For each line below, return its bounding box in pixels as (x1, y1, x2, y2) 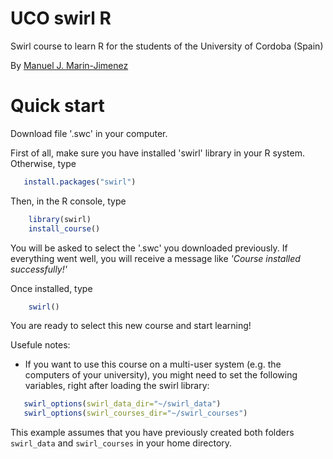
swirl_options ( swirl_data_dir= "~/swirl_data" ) (23, 399, 222, 409)
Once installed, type (10, 282, 93, 294)
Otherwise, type (10, 157, 77, 169)
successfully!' (10, 263, 68, 275)
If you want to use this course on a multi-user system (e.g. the (24, 358, 282, 371)
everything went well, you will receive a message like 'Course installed (10, 252, 301, 264)
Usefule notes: (10, 339, 71, 351)
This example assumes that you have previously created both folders (10, 427, 295, 439)
